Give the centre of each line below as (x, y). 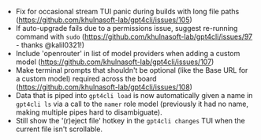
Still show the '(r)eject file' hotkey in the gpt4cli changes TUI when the (130, 121)
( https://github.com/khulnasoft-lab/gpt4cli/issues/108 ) (104, 87)
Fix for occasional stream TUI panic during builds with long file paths (127, 11)
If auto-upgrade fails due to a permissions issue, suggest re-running (127, 28)
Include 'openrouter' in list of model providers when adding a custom (128, 53)
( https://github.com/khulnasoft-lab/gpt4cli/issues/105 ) (104, 20)
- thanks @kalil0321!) (50, 45)
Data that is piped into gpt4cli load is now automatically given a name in (134, 95)
